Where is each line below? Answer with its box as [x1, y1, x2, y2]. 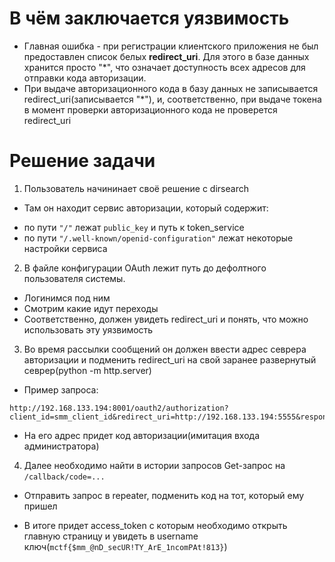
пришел [23, 500, 58, 512]
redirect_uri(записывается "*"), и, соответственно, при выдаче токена [23, 93, 322, 105]
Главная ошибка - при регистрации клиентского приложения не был [23, 40, 319, 52]
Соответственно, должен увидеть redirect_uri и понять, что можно [23, 313, 309, 325]
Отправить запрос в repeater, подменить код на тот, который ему [23, 489, 305, 501]
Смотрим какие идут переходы [23, 302, 159, 314]
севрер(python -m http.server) [23, 364, 152, 376]
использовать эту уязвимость [23, 323, 154, 336]
